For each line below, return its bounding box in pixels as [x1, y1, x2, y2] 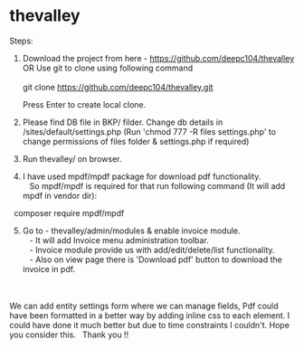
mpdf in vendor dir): [22, 190, 98, 201]
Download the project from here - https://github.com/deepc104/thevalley [22, 52, 295, 63]
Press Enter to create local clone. [22, 99, 147, 109]
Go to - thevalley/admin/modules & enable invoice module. [22, 225, 242, 236]
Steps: [9, 35, 33, 46]
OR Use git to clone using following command [22, 62, 193, 73]
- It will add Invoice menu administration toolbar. [29, 234, 210, 245]
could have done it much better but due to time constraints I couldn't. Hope [9, 319, 290, 330]
